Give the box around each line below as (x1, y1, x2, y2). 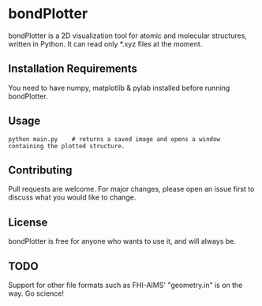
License (8, 215, 48, 229)
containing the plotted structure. (8, 142, 125, 150)
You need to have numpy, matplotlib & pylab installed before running (8, 83, 230, 92)
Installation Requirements (8, 62, 138, 76)
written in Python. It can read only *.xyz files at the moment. (8, 39, 203, 48)
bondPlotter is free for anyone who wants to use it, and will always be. (8, 237, 237, 246)
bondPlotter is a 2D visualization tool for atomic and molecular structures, (8, 31, 247, 40)
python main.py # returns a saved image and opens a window (8, 135, 221, 143)
